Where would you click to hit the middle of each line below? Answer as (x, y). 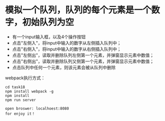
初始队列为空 (48, 22)
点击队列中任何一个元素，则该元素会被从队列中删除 (64, 67)
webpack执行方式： (25, 78)
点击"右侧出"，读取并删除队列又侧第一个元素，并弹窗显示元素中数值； (83, 61)
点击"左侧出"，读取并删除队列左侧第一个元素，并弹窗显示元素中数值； (83, 55)
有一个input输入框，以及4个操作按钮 (49, 37)
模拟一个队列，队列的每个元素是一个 (78, 10)
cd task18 (15, 87)
